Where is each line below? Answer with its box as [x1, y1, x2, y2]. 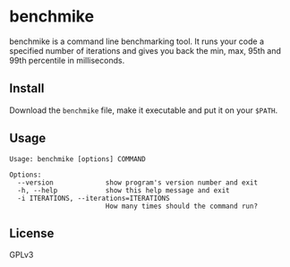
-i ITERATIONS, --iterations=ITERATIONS [17, 194, 170, 202]
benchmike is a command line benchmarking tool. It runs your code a [9, 36, 265, 47]
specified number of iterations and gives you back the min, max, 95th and [9, 45, 282, 56]
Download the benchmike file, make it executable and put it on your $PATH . [9, 105, 278, 116]
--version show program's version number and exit [17, 177, 258, 187]
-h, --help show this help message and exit [17, 185, 230, 194]
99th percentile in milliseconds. [9, 55, 125, 65]
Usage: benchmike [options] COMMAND [9, 154, 146, 163]
